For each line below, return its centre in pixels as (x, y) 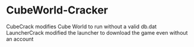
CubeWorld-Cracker (57, 10)
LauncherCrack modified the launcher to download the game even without (97, 32)
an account (20, 39)
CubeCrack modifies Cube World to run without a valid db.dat (82, 26)
